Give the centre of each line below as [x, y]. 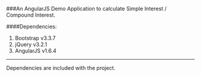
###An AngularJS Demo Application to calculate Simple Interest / [86, 9]
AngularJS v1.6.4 [36, 51]
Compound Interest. [31, 15]
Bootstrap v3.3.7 [35, 38]
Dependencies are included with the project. [61, 68]
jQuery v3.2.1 [31, 44]
